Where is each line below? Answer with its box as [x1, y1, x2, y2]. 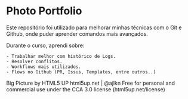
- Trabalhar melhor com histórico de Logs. [6, 53, 116, 59]
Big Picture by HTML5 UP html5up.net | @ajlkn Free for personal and [6, 79, 175, 86]
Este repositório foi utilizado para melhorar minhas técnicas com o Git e [6, 24, 182, 31]
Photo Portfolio [6, 4, 82, 18]
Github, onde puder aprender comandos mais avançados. [6, 30, 148, 37]
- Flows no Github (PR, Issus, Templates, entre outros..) [6, 69, 156, 75]
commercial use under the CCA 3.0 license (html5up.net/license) [6, 85, 165, 93]
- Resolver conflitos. [6, 58, 63, 64]
